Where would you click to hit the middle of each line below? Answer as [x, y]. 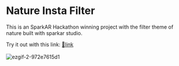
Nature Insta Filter [50, 11]
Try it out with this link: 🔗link [40, 44]
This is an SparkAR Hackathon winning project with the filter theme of [90, 27]
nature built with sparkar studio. [44, 33]
